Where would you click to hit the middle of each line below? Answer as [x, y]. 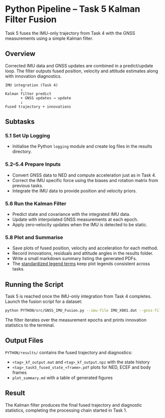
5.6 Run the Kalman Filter [36, 204]
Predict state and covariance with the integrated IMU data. [71, 214]
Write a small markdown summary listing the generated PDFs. [75, 259]
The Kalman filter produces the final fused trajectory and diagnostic [74, 405]
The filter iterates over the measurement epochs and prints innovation [76, 320]
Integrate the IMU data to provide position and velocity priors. [74, 191]
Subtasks [20, 122]
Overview [20, 54]
